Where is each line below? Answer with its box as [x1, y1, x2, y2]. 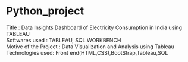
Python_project [6, 4, 84, 18]
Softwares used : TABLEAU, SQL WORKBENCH [6, 36, 121, 44]
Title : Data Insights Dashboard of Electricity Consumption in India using [6, 24, 183, 31]
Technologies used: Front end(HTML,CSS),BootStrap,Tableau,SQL [6, 49, 168, 56]
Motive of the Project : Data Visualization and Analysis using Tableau [6, 43, 174, 50]
